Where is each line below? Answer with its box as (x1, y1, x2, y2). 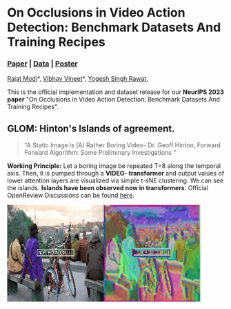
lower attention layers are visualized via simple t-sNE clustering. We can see (7, 176, 224, 185)
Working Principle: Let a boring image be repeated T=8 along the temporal (7, 162, 221, 170)
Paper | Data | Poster (7, 59, 78, 68)
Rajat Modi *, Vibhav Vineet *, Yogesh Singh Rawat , (7, 75, 148, 83)
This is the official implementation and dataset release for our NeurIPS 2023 (7, 88, 224, 96)
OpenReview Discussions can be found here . (7, 191, 135, 200)
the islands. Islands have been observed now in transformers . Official (7, 184, 208, 192)
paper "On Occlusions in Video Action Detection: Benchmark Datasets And (7, 95, 221, 104)
